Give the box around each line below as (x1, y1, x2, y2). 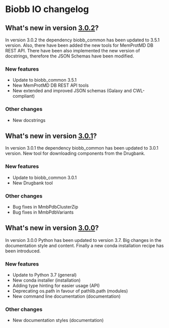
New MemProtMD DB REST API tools (12, 82, 89, 89)
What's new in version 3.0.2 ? (5, 24, 99, 32)
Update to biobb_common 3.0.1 (12, 174, 77, 180)
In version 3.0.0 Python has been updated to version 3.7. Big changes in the (5, 237, 162, 243)
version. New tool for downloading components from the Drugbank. (5, 150, 145, 157)
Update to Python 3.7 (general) (12, 272, 77, 278)
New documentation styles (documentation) (12, 317, 104, 323)
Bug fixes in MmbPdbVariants (12, 209, 74, 215)
